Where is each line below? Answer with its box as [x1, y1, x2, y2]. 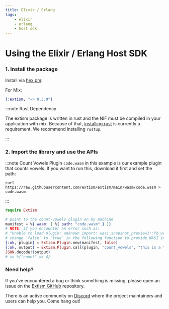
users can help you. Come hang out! [5, 298, 80, 304]
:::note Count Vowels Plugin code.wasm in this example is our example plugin [5, 160, 162, 166]
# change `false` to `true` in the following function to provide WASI [5, 236, 158, 241]
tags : [5, 12, 17, 17]
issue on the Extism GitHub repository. [5, 283, 85, 289]
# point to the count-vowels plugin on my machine [5, 217, 114, 222]
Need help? [5, 266, 34, 273]
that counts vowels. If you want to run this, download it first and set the [5, 165, 152, 171]
